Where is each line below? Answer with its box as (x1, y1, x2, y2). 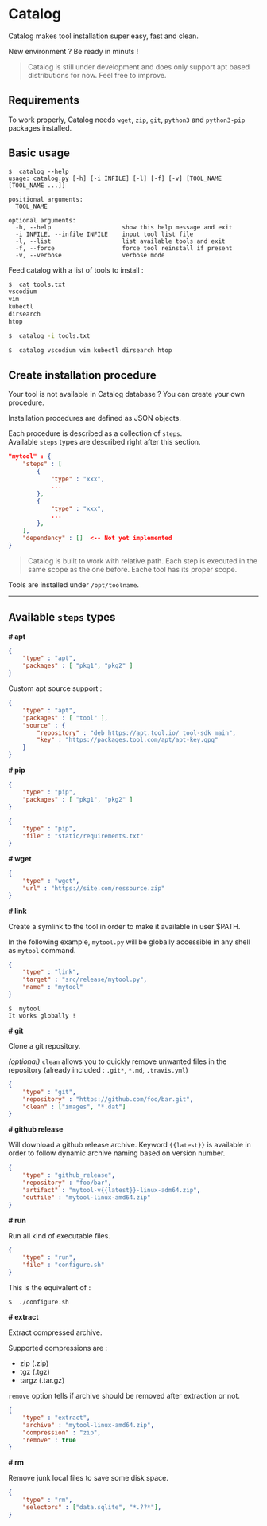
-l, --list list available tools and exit (15, 237, 226, 245)
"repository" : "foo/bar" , (22, 1179, 112, 1187)
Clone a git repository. (8, 1041, 81, 1050)
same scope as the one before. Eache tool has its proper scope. (27, 564, 238, 574)
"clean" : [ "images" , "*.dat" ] (22, 1103, 126, 1111)
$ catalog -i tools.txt (8, 331, 91, 339)
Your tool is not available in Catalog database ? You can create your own (8, 390, 245, 399)
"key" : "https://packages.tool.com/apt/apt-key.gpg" (37, 736, 219, 744)
